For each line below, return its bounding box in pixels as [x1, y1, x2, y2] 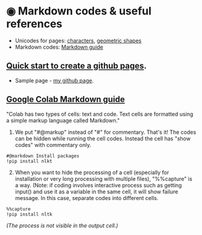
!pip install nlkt [6, 158, 52, 164]
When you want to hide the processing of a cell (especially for [14, 169, 169, 176]
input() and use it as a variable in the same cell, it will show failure [14, 188, 178, 195]
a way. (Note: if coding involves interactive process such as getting [14, 181, 182, 189]
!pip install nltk [6, 211, 52, 218]
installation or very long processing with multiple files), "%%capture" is [14, 175, 193, 182]
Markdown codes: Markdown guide [14, 43, 104, 51]
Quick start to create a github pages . [6, 61, 147, 71]
